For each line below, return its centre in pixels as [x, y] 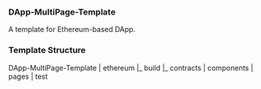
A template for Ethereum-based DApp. [72, 30]
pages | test [28, 76]
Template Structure [47, 51]
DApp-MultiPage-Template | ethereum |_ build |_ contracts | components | [131, 67]
